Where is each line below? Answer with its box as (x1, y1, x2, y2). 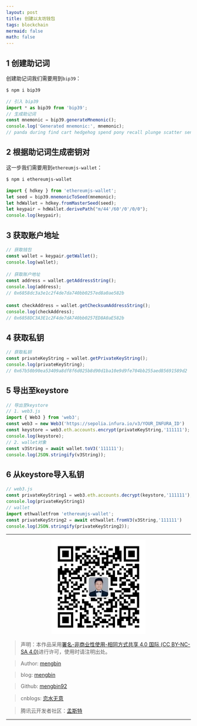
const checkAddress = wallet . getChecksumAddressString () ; (6, 302, 151, 308)
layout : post (6, 9, 38, 15)
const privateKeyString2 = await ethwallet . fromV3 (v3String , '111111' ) (6, 517, 182, 523)
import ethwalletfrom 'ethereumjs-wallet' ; (6, 511, 114, 516)
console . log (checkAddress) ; (6, 309, 75, 315)
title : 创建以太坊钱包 (6, 15, 56, 22)
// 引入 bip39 (6, 99, 39, 104)
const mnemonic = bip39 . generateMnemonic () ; (6, 117, 117, 123)
